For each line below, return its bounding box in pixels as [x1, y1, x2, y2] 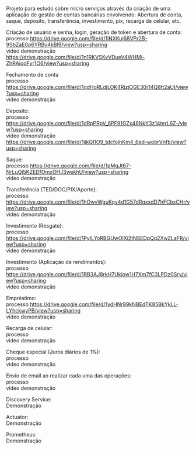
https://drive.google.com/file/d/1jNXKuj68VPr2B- [30, 35, 148, 42]
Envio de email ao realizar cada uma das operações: [6, 372, 132, 379]
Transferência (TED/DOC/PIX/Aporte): [6, 186, 97, 193]
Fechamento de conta [6, 71, 59, 78]
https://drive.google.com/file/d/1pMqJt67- [30, 162, 132, 169]
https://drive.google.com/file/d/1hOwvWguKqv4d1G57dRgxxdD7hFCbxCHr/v [6, 198, 190, 205]
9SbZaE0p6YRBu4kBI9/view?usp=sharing [6, 41, 108, 48]
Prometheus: [6, 431, 37, 438]
